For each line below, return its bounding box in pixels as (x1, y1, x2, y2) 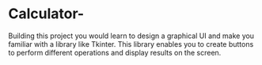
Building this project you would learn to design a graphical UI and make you (8, 31, 255, 40)
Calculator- (8, 5, 85, 23)
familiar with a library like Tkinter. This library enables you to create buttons (8, 39, 254, 48)
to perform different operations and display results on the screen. (8, 48, 222, 57)
